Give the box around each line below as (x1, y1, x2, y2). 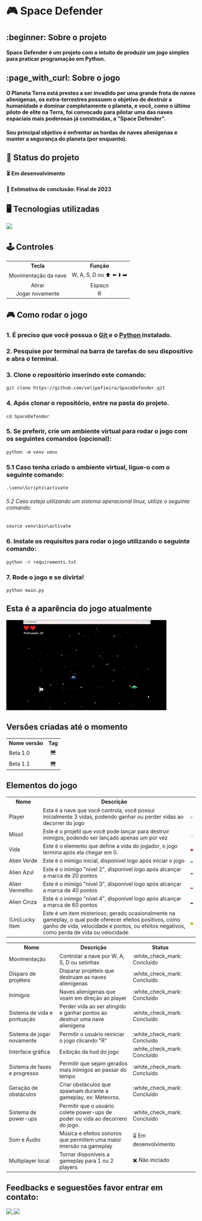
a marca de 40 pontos (43, 886, 98, 894)
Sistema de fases (8, 1063, 52, 1070)
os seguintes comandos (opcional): (6, 434, 112, 443)
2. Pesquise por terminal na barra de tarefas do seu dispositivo (6, 347, 194, 355)
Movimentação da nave (8, 272, 67, 279)
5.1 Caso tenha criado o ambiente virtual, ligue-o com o (6, 463, 170, 471)
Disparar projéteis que (59, 967, 114, 974)
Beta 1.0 (8, 749, 30, 757)
